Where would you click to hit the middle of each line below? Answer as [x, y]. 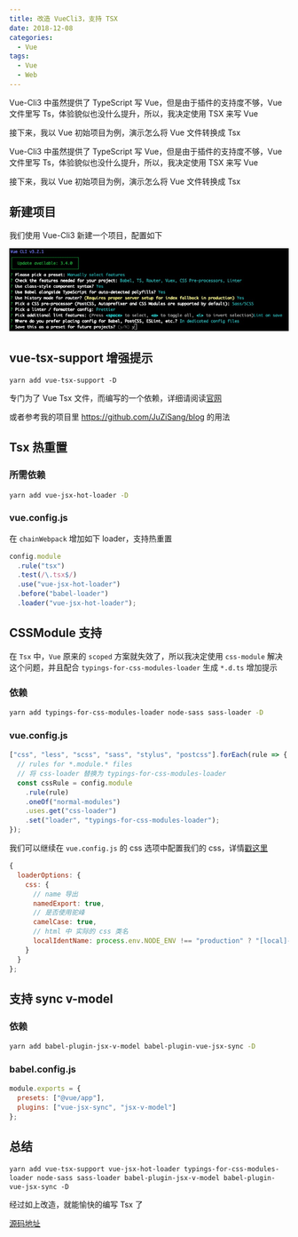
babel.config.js [43, 1069]
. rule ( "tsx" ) [41, 566]
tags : [19, 56]
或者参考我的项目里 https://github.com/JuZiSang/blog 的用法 [120, 417]
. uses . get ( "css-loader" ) [71, 811]
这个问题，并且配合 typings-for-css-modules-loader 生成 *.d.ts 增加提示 [143, 667]
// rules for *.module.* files [75, 764]
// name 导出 [55, 894]
